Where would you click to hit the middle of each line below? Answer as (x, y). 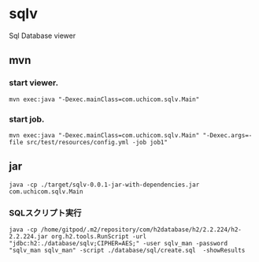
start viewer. (33, 83)
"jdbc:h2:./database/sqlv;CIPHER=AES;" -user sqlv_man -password (118, 244)
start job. (27, 119)
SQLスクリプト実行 (45, 212)
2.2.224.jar (28, 237)
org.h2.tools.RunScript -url (99, 237)
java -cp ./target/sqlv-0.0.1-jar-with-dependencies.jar (104, 185)
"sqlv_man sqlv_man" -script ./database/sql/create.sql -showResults (127, 251)
